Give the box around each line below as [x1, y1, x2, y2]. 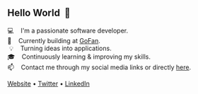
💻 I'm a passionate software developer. [7, 26, 129, 35]
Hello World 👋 [7, 7, 71, 19]
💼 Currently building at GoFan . [7, 36, 100, 45]
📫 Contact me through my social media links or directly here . [7, 63, 192, 71]
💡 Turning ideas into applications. [8, 44, 112, 52]
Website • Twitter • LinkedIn [7, 79, 90, 88]
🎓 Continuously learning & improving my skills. [7, 52, 151, 61]
